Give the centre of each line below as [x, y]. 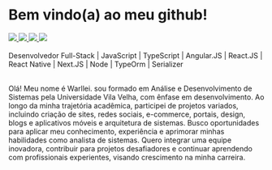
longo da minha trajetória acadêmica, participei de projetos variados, [123, 105]
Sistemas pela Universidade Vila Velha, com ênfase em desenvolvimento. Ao [136, 97]
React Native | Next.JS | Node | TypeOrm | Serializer [96, 64]
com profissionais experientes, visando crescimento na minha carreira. [127, 157]
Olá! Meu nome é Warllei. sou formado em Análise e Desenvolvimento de [130, 88]
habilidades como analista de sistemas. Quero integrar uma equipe [120, 140]
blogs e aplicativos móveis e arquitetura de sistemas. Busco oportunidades [134, 122]
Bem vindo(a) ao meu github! [108, 15]
